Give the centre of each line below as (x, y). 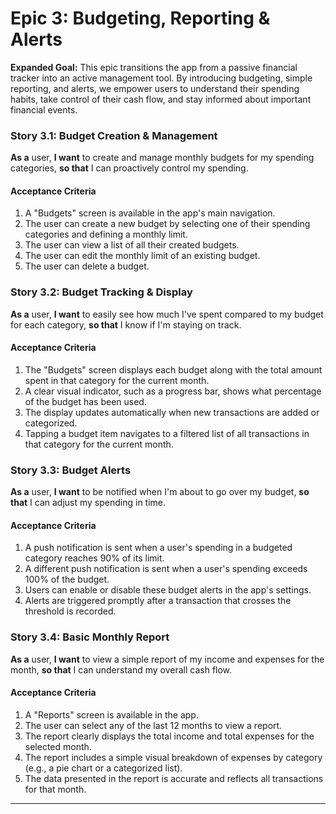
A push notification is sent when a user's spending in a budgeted (158, 548)
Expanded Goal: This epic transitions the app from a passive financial (154, 67)
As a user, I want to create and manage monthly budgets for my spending (162, 158)
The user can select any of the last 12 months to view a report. (153, 725)
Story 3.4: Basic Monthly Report (90, 637)
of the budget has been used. (85, 401)
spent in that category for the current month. (117, 380)
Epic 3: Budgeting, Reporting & (140, 18)
